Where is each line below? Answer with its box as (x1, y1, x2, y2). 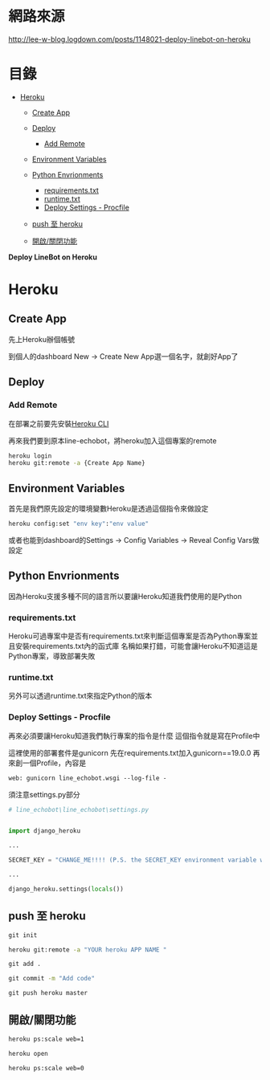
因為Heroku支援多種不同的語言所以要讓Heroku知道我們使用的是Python (8, 591, 243, 601)
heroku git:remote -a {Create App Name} (8, 459, 146, 467)
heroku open (8, 1049, 48, 1058)
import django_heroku (8, 827, 81, 835)
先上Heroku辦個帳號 (8, 334, 75, 344)
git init (8, 931, 38, 939)
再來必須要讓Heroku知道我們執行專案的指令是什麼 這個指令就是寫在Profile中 (8, 731, 260, 740)
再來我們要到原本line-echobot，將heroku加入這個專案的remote (8, 435, 217, 446)
